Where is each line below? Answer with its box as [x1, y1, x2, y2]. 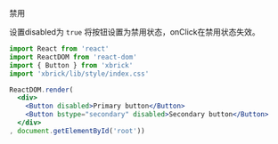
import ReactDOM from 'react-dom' [9, 52, 138, 61]
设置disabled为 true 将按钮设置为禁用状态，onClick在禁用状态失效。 [9, 27, 260, 37]
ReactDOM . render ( [9, 85, 74, 94]
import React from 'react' [9, 44, 110, 53]
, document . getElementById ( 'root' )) [9, 126, 145, 135]
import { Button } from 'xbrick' [9, 60, 134, 69]
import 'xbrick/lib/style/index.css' [9, 69, 150, 78]
